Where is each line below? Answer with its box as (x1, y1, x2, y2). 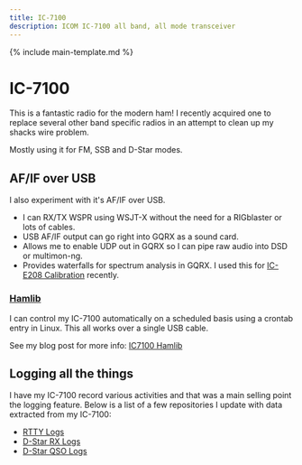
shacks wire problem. (9, 127, 89, 138)
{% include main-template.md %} (9, 46, 133, 57)
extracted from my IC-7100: (9, 409, 112, 420)
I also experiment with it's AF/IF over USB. (9, 195, 166, 206)
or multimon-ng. (22, 250, 83, 262)
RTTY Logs (22, 426, 65, 438)
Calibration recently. (44, 270, 120, 281)
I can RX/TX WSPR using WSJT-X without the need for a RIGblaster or (22, 212, 282, 223)
